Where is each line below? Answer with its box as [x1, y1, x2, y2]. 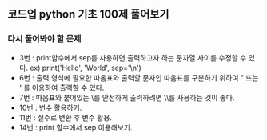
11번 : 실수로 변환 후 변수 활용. [18, 112, 113, 122]
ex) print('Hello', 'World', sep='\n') [30, 63, 141, 72]
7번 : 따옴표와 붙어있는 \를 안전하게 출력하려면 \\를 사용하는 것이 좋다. [18, 92, 235, 102]
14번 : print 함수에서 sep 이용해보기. [18, 122, 133, 132]
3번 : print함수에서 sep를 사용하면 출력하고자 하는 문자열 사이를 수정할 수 [18, 52, 247, 62]
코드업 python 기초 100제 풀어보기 [7, 7, 169, 21]
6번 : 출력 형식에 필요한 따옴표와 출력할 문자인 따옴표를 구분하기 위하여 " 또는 [18, 72, 259, 82]
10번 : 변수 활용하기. [18, 103, 82, 112]
